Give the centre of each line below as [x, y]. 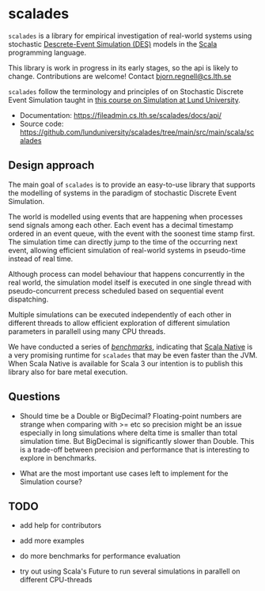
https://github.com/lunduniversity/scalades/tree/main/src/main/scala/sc [137, 132]
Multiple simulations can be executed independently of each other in [120, 314]
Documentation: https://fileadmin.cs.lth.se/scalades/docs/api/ [121, 115]
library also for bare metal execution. [68, 372]
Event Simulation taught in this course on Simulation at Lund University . [125, 100]
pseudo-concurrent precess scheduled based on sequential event [116, 290]
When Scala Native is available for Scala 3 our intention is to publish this [126, 363]
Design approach [51, 166]
